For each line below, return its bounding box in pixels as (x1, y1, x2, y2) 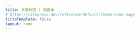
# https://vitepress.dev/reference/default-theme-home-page (5, 12, 135, 17)
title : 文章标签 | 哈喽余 (5, 7, 55, 12)
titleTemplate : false (5, 16, 51, 21)
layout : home (5, 21, 33, 26)
